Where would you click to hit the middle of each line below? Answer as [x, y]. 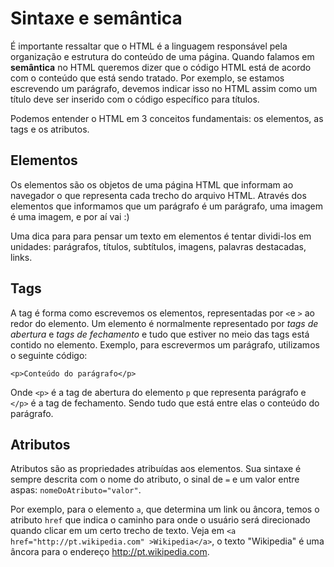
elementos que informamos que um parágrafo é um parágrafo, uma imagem [166, 206]
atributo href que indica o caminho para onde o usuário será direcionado [160, 520]
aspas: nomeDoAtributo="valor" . [76, 490]
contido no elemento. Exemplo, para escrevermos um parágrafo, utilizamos [165, 344]
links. [21, 257]
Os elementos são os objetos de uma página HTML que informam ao [152, 184]
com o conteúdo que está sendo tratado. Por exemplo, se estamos [147, 78]
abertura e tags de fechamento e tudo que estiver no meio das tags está [160, 334]
